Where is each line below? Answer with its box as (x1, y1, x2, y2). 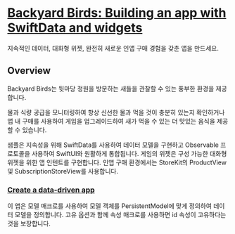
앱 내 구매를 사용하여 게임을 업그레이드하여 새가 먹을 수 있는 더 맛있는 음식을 (7, 117, 216, 125)
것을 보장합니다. (7, 219, 51, 228)
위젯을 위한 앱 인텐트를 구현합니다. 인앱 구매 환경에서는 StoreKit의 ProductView (7, 158, 227, 167)
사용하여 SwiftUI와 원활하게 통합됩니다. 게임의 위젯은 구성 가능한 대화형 (31, 149, 227, 157)
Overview (7, 65, 51, 77)
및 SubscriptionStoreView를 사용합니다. (7, 167, 119, 175)
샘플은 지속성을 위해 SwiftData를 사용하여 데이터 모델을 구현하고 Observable (7, 141, 220, 149)
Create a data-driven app (7, 185, 95, 195)
